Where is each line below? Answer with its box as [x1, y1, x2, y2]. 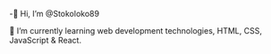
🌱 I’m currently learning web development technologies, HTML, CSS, [9, 26, 262, 35]
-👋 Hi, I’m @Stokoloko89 [9, 9, 100, 19]
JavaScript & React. [9, 35, 82, 45]
